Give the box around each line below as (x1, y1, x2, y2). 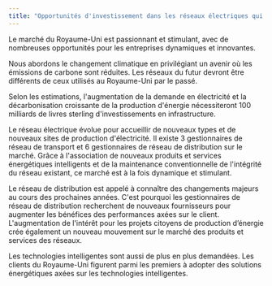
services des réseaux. (8, 235, 83, 245)
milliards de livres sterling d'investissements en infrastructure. (8, 109, 217, 119)
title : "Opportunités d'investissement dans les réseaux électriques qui (8, 11, 264, 20)
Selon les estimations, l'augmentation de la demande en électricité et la (8, 91, 247, 102)
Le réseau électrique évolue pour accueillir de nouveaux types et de (8, 124, 236, 134)
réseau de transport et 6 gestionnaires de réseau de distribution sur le (8, 141, 244, 151)
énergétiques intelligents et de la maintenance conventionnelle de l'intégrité (8, 159, 262, 169)
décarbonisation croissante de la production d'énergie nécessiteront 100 (8, 100, 252, 110)
